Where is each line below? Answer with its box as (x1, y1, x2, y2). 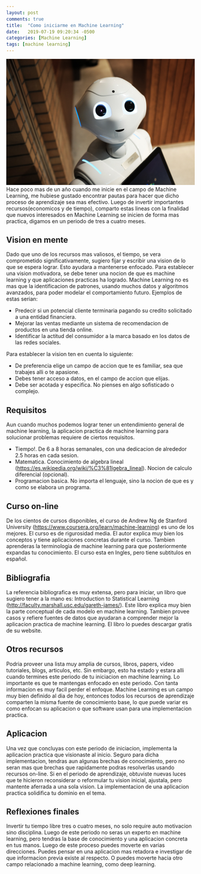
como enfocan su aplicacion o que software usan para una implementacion (6, 705, 192, 712)
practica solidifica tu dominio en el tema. (6, 789, 106, 797)
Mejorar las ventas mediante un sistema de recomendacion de (14, 320, 169, 327)
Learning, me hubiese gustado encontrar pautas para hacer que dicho (6, 192, 179, 199)
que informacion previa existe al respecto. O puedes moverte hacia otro (6, 854, 183, 861)
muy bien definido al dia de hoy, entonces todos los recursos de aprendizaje (6, 692, 194, 699)
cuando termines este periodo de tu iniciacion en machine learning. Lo (6, 673, 180, 680)
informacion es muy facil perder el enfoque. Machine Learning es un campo (6, 686, 193, 693)
